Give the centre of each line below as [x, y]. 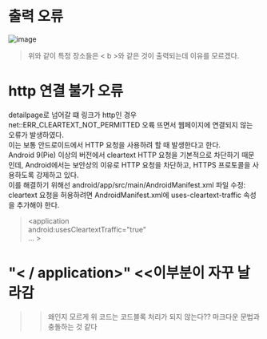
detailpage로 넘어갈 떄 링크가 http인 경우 [73, 115]
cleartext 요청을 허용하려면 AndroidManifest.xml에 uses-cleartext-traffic [125, 195]
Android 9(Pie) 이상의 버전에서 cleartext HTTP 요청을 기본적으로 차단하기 [124, 155]
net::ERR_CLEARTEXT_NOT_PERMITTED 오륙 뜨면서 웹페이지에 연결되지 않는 [131, 124]
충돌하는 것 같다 [72, 326]
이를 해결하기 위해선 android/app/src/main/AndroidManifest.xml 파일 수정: [127, 184]
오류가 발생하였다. [36, 135]
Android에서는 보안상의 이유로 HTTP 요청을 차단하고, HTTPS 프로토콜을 [138, 164]
